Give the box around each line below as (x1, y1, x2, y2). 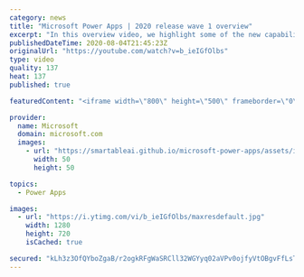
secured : (9, 254, 43, 263)
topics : (9, 180, 39, 189)
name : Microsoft (17, 121, 79, 131)
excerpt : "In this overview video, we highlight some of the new (9, 30, 261, 39)
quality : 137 (9, 64, 59, 73)
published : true (9, 80, 71, 89)
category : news (9, 13, 67, 23)
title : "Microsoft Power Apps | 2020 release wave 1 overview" (9, 22, 253, 31)
